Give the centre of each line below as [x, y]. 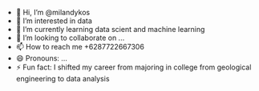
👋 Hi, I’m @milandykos [53, 12]
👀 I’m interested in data [54, 21]
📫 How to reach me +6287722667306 [80, 47]
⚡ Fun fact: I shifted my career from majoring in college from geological [134, 67]
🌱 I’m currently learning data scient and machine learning [110, 29]
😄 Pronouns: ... [42, 58]
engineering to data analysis [63, 79]
